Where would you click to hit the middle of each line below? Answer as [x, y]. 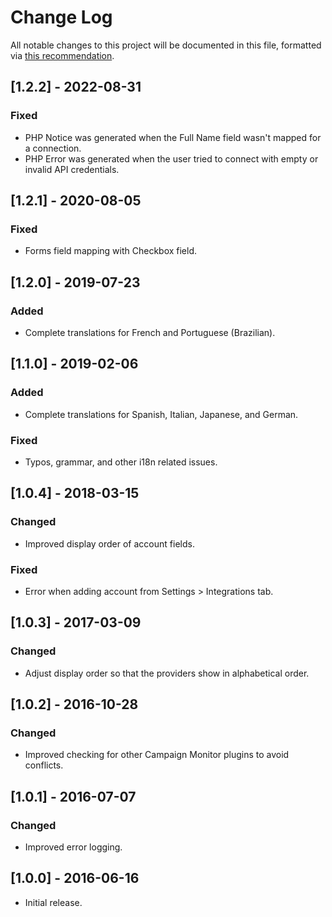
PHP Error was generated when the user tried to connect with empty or [171, 158]
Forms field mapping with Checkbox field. [111, 251]
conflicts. [44, 765]
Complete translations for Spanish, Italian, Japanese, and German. [161, 414]
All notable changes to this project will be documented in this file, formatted [166, 45]
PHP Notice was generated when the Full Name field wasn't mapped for [173, 137]
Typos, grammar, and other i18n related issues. [121, 462]
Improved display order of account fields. [109, 543]
